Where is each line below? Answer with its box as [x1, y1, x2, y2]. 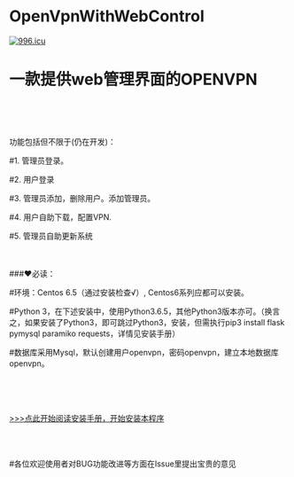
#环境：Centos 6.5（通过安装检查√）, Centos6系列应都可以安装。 [9, 286, 250, 298]
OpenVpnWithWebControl [9, 6, 205, 27]
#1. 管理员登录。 [9, 155, 69, 166]
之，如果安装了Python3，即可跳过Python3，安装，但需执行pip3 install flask [9, 317, 285, 327]
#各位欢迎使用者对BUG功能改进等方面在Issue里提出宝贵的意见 [9, 458, 236, 469]
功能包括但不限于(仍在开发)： [9, 136, 117, 147]
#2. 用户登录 [9, 174, 55, 184]
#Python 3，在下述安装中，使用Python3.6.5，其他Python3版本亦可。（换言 [9, 306, 281, 317]
